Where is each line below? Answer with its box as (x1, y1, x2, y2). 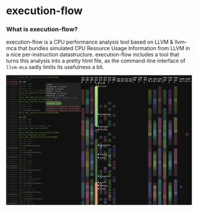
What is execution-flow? (6, 25, 78, 34)
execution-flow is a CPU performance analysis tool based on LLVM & (6, 38, 174, 45)
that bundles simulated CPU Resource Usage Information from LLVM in (18, 45, 190, 52)
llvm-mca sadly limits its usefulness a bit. (6, 64, 104, 71)
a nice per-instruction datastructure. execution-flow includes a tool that (6, 51, 180, 58)
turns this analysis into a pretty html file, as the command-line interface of (6, 57, 186, 64)
